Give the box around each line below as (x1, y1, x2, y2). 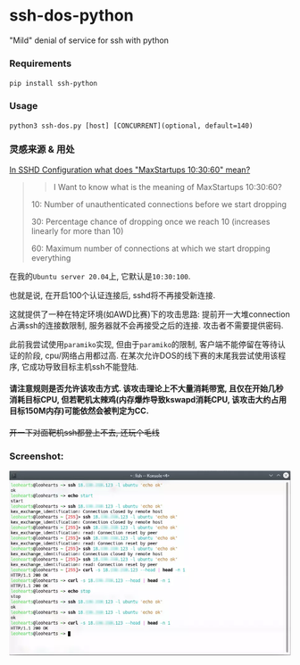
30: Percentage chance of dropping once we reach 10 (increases (30, 216, 271, 227)
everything (30, 252, 71, 263)
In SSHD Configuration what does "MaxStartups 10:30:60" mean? (9, 164, 251, 175)
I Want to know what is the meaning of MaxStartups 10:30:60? (53, 181, 283, 192)
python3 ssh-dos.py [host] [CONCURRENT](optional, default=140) (9, 121, 254, 130)
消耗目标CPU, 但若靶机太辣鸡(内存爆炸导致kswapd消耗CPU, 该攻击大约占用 (9, 395, 287, 405)
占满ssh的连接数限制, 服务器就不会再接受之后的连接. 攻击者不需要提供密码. (9, 320, 284, 330)
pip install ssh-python (9, 79, 98, 88)
